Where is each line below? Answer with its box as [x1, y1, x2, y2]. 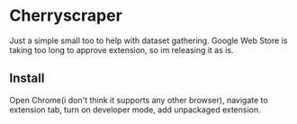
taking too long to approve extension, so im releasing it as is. [9, 44, 234, 55]
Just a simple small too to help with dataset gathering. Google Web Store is [9, 35, 288, 46]
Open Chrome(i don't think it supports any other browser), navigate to [9, 94, 268, 105]
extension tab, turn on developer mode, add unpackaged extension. [9, 104, 261, 115]
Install [9, 71, 45, 86]
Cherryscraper [9, 5, 123, 26]
